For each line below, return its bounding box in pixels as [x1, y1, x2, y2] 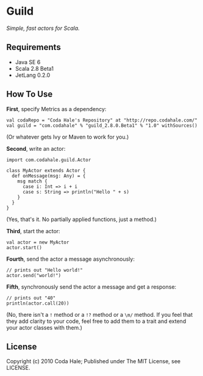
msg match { [17, 178, 48, 184]
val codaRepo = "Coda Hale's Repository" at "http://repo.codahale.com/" [6, 117, 198, 123]
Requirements [6, 42, 61, 52]
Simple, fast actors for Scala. [6, 24, 80, 32]
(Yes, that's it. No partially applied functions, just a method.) [6, 215, 157, 223]
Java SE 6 [15, 58, 41, 65]
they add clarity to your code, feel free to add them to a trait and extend [6, 317, 187, 325]
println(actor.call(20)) [6, 300, 69, 306]
